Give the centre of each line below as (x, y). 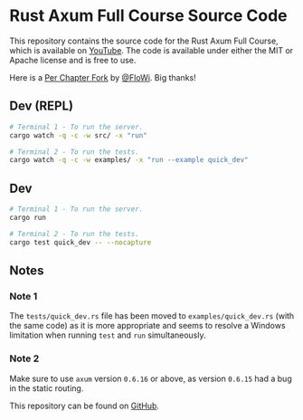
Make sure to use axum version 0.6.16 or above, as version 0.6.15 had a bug (151, 378)
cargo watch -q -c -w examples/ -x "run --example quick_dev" (129, 160)
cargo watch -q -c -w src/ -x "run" (78, 135)
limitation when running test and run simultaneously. (108, 335)
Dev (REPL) (42, 106)
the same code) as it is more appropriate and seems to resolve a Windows (148, 326)
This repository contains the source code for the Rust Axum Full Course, (144, 41)
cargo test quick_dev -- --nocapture (80, 242)
